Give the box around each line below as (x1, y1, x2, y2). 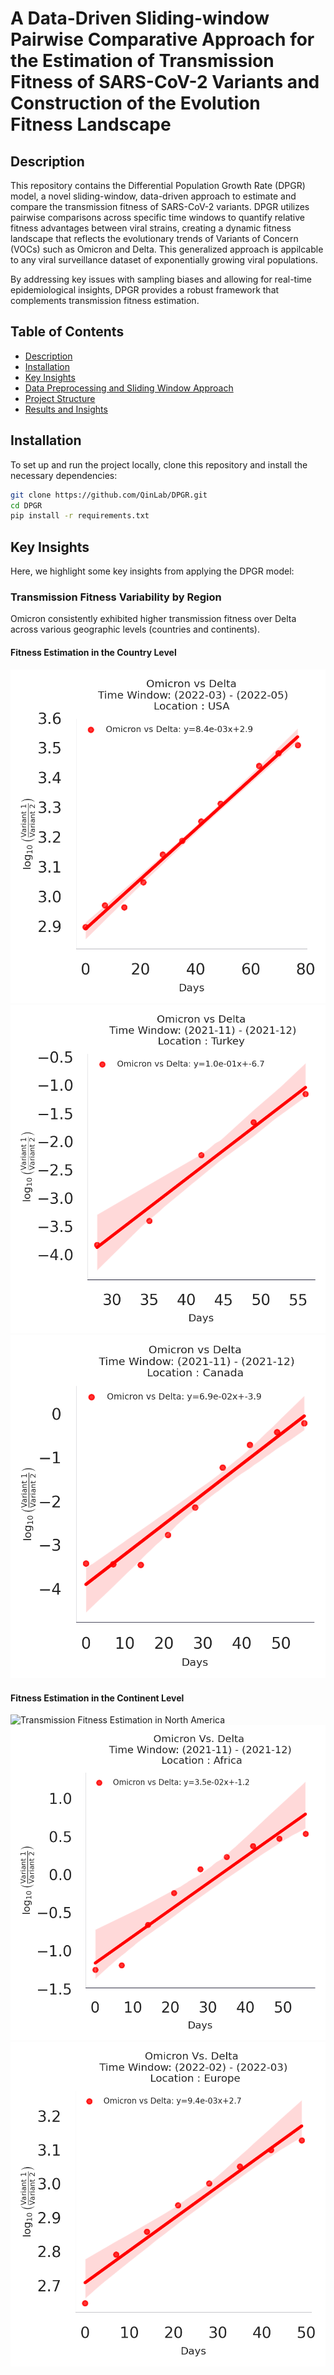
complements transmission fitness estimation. (10, 295, 200, 306)
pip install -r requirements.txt (10, 511, 150, 521)
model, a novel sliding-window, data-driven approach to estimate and (10, 190, 297, 202)
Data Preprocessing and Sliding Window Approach (24, 382, 234, 394)
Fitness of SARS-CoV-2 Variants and (10, 71, 320, 94)
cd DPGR (10, 500, 43, 511)
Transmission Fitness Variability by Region (10, 590, 222, 604)
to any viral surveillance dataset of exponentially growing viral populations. (10, 254, 318, 266)
